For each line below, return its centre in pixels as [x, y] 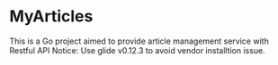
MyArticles [51, 16]
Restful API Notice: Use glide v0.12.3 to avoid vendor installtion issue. [137, 50]
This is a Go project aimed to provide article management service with [139, 41]
